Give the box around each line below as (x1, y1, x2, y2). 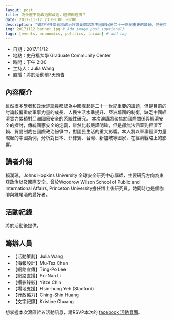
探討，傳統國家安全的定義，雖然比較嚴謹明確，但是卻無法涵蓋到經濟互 (14, 122, 162, 128)
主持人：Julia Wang (12, 65, 55, 71)
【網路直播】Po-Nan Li (12, 273, 61, 279)
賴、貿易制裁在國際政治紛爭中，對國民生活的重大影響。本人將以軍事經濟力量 (5, 128, 167, 134)
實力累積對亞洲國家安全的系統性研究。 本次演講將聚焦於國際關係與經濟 (9, 115, 159, 122)
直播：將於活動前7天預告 (12, 72, 65, 77)
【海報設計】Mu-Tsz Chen (12, 260, 68, 266)
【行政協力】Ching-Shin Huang (12, 292, 79, 298)
